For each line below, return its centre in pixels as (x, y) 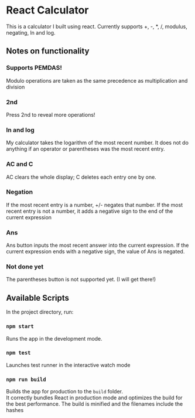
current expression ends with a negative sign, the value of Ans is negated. (95, 252)
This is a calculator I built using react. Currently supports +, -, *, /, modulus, (97, 26)
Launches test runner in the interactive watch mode (68, 365)
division (16, 87)
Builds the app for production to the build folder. (65, 392)
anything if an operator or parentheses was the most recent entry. (85, 149)
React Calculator (47, 10)
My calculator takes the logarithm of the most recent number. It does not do (97, 143)
